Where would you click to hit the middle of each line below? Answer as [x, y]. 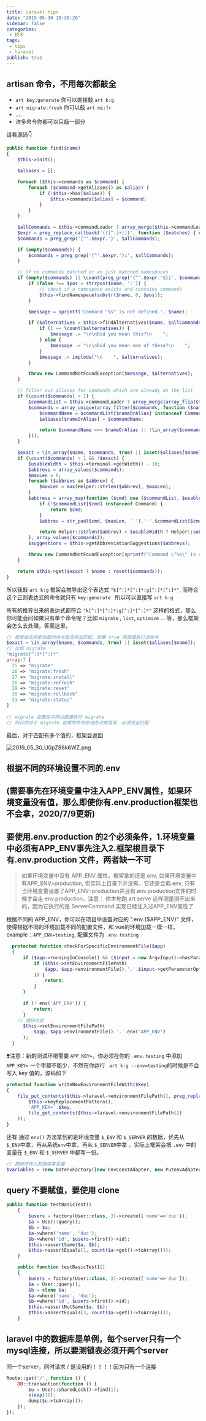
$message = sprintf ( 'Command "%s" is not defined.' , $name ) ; [108, 312]
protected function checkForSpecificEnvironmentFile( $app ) [89, 946]
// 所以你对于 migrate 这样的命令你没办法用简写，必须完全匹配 [78, 722]
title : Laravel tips [33, 12]
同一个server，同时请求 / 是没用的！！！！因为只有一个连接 [81, 1366]
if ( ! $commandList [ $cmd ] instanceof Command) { [101, 504]
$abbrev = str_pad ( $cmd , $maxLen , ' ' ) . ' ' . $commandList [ [115, 521]
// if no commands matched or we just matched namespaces [93, 272]
